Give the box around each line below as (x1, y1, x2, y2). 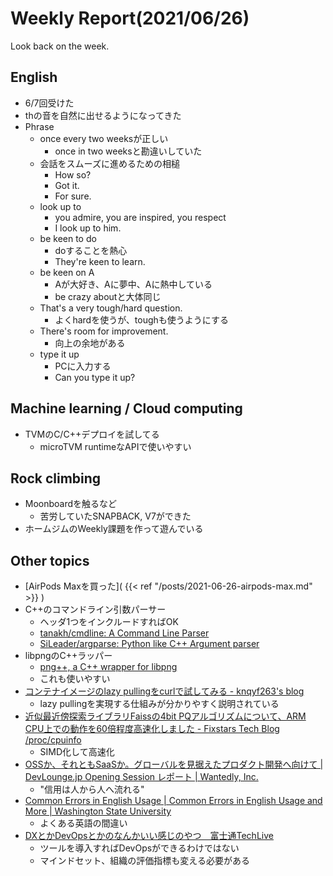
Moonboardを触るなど (24, 498, 118, 510)
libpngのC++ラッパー (24, 650, 113, 662)
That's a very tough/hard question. (39, 302, 183, 314)
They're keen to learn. (54, 255, 146, 267)
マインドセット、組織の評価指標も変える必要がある (39, 855, 250, 867)
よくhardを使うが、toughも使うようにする (54, 313, 229, 326)
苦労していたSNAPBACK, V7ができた (39, 510, 192, 522)
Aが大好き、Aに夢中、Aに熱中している (54, 278, 213, 290)
